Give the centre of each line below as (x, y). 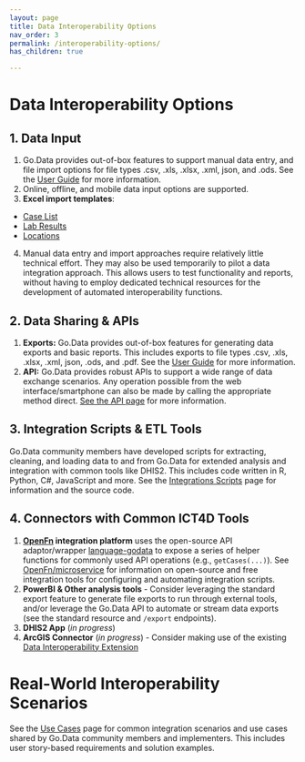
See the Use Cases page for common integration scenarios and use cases (149, 728)
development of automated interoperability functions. (122, 292)
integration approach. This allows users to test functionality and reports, (158, 273)
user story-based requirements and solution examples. (112, 747)
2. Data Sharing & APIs (74, 321)
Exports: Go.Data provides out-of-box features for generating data (148, 342)
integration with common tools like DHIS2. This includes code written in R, (148, 471)
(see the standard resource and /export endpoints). (119, 618)
